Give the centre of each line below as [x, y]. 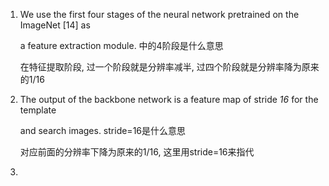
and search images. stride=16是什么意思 [103, 130]
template [38, 110]
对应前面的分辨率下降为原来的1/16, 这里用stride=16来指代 [137, 152]
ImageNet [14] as [55, 25]
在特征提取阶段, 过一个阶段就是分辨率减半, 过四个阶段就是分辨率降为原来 [169, 67]
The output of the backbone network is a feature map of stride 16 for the [169, 99]
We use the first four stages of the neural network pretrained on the [159, 14]
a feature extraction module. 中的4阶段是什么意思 [121, 45]
